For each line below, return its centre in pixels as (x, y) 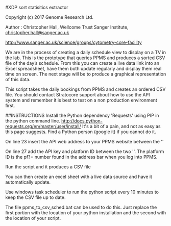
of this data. (18, 79)
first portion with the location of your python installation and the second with (86, 213)
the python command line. (33, 121)
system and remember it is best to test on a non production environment (81, 100)
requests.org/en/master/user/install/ (43, 126)
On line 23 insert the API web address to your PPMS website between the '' (85, 142)
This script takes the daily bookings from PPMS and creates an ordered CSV (86, 89)
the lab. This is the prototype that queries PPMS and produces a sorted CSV (85, 58)
